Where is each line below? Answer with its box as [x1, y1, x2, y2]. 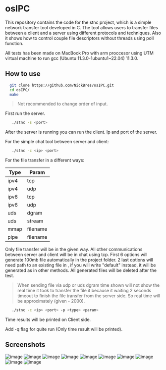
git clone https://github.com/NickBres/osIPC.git [9, 83, 114, 88]
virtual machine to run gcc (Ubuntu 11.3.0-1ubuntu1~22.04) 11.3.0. [5, 55, 139, 61]
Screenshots [5, 340, 46, 349]
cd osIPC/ [9, 87, 30, 92]
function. [5, 40, 24, 46]
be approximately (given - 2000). [17, 298, 85, 304]
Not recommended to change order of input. [17, 101, 108, 107]
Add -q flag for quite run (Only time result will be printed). [5, 326, 123, 332]
